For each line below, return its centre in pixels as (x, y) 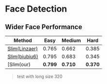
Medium (71, 41)
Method (23, 41)
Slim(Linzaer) (23, 49)
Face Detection (36, 9)
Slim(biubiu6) (23, 57)
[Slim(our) (19, 64)
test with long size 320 (39, 76)
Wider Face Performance (44, 27)
